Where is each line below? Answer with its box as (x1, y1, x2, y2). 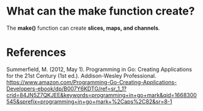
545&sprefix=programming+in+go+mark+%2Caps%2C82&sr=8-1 (6, 98, 172, 105)
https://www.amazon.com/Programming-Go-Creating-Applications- (6, 78, 177, 86)
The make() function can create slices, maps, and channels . (6, 24, 160, 32)
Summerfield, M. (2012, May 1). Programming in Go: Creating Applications (6, 66, 193, 73)
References (6, 45, 66, 59)
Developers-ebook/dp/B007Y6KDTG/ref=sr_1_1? (6, 85, 127, 92)
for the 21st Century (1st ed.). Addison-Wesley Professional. (6, 72, 157, 79)
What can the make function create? (6, 4, 195, 18)
